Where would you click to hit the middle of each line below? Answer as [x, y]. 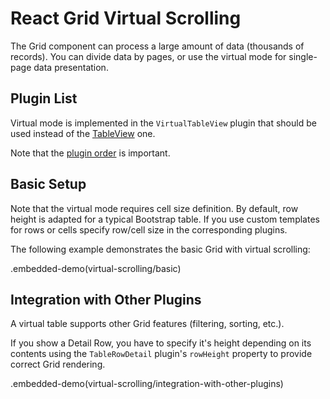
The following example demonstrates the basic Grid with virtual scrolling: [160, 249]
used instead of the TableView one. [83, 133]
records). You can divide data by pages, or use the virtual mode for [148, 56]
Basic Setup [48, 184]
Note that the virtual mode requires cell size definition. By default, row [154, 208]
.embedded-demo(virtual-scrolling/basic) [96, 268]
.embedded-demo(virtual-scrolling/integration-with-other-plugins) [147, 384]
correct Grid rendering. [58, 364]
